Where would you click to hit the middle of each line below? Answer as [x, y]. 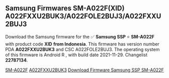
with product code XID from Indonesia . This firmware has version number [82, 44]
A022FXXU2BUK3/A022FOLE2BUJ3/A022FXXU [83, 16]
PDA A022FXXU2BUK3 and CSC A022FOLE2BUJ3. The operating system [82, 49]
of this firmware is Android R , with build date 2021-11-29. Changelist [76, 55]
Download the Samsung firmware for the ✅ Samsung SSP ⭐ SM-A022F [80, 36]
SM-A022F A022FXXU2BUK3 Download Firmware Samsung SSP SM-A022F [84, 70]
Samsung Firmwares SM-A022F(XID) [65, 8]
